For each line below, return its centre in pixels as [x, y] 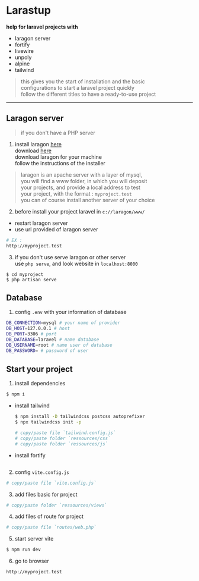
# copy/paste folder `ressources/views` [57, 505]
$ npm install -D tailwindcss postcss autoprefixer [80, 417]
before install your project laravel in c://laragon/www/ [80, 211]
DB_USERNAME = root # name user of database [59, 345]
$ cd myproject [25, 274]
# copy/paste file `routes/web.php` [51, 527]
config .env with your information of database [70, 312]
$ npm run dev [24, 550]
